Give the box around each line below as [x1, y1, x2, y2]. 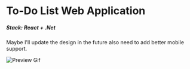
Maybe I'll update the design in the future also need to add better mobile [6, 39, 184, 46]
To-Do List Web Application [6, 4, 146, 18]
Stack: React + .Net [6, 24, 56, 31]
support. [6, 45, 27, 52]
